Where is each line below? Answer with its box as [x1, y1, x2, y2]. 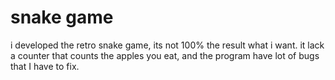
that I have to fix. [10, 60, 80, 72]
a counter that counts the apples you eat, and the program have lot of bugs [10, 49, 320, 61]
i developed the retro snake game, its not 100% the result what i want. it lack [10, 39, 325, 51]
